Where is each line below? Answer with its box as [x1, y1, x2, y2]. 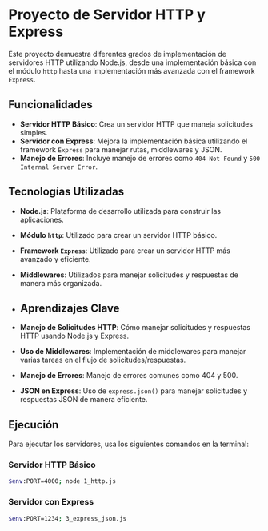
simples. [19, 127, 48, 137]
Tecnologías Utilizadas [8, 185, 125, 199]
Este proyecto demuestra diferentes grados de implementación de [8, 49, 226, 58]
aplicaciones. [19, 215, 64, 224]
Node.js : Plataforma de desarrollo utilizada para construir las [19, 206, 222, 215]
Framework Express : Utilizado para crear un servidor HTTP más [19, 246, 230, 255]
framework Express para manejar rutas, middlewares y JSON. [19, 144, 222, 154]
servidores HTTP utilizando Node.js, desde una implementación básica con [8, 58, 257, 67]
